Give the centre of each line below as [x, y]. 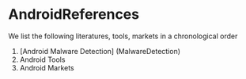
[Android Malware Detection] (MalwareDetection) [100, 51]
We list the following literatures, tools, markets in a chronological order [123, 36]
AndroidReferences [74, 14]
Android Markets [47, 67]
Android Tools [42, 59]
